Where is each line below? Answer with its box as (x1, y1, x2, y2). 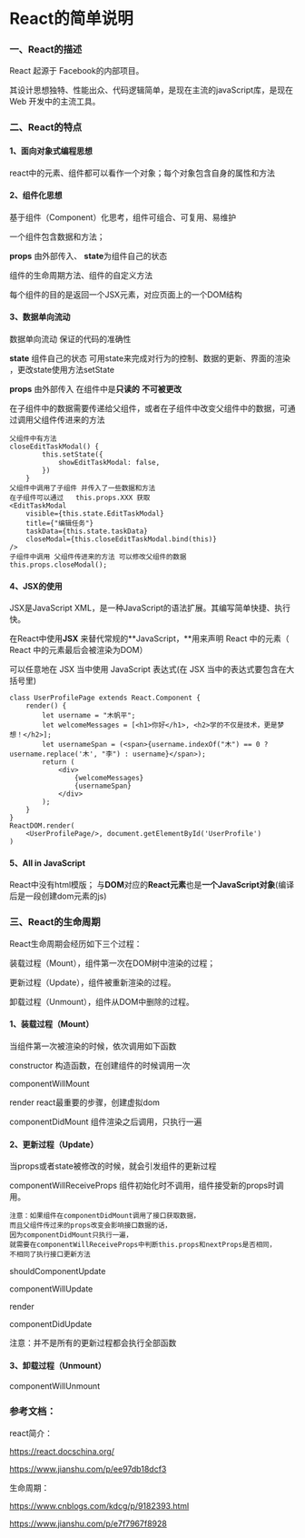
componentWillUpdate (9, 1283, 93, 1294)
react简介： (9, 1427, 53, 1438)
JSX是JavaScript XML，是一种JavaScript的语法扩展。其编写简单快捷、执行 (9, 602, 290, 614)
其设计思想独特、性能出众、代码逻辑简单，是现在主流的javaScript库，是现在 (9, 85, 293, 95)
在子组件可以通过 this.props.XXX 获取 (9, 493, 151, 503)
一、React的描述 (9, 43, 83, 55)
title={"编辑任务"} (25, 519, 93, 528)
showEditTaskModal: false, (57, 458, 161, 467)
